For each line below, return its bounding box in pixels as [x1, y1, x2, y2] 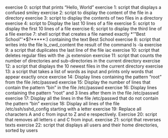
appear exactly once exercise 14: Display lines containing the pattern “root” [5, 74, 162, 80]
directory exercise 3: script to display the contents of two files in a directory [5, 15, 163, 21]
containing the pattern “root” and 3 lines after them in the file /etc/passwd [5, 90, 159, 96]
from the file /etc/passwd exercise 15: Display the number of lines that [5, 79, 151, 85]
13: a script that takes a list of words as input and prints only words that [5, 68, 153, 75]
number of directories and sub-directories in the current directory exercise [5, 58, 160, 63]
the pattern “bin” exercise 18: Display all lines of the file [5, 101, 120, 106]
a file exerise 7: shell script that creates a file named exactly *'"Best [5, 31, 146, 37]
